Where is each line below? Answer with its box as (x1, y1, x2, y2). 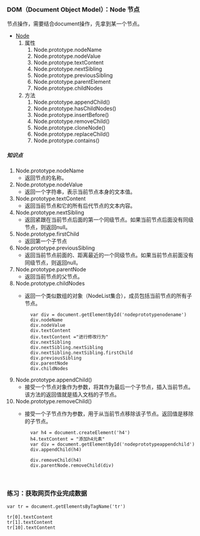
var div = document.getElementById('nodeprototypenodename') (30, 312, 187, 318)
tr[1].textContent (7, 519, 53, 525)
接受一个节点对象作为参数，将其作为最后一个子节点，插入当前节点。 (24, 383, 194, 391)
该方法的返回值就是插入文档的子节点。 (24, 391, 120, 399)
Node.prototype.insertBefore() (33, 112, 109, 119)
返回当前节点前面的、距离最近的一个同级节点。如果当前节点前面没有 (24, 251, 194, 259)
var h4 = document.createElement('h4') (30, 430, 130, 436)
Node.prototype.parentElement (33, 78, 111, 86)
